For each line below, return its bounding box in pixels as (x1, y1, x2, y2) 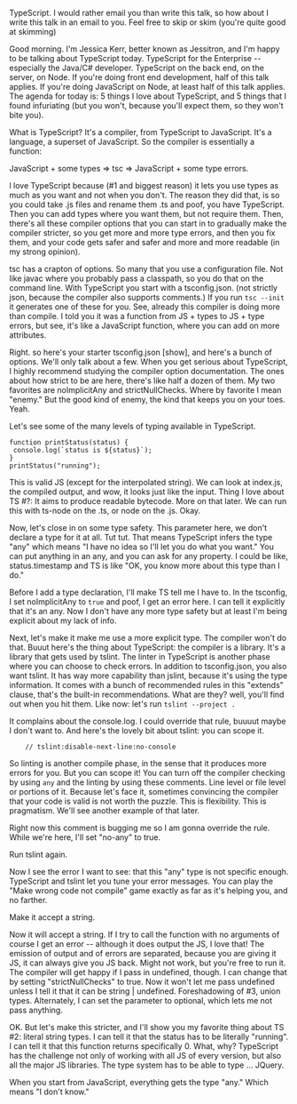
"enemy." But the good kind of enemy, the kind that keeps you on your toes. (9, 395, 285, 404)
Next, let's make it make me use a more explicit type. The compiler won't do (9, 633, 286, 643)
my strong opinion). (9, 246, 81, 257)
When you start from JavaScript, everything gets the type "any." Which (9, 1077, 269, 1087)
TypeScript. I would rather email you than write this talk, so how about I (9, 8, 269, 18)
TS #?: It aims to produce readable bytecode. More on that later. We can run (9, 496, 287, 506)
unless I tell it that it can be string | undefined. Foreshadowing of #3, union (9, 986, 281, 996)
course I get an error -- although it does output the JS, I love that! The (9, 939, 264, 949)
